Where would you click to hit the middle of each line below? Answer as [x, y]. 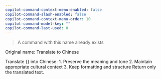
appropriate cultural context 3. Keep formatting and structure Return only [81, 67]
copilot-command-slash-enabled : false [46, 14]
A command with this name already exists [60, 42]
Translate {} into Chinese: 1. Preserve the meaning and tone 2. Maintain [79, 62]
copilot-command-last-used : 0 [37, 28]
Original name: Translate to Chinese [42, 52]
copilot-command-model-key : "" [38, 24]
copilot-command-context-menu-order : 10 [48, 19]
